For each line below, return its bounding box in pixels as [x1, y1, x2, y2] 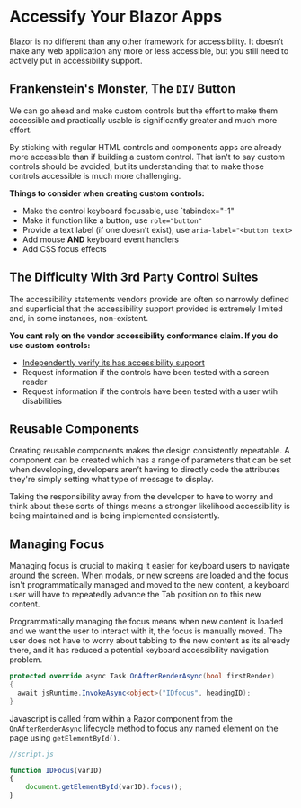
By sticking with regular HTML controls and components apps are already [9, 141, 282, 152]
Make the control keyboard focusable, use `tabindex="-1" [22, 205, 235, 216]
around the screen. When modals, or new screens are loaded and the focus [9, 570, 289, 581]
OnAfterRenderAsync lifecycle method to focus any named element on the [9, 723, 279, 733]
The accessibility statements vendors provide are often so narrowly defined [9, 293, 289, 304]
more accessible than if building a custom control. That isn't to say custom [9, 151, 286, 162]
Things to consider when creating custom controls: [9, 187, 205, 199]
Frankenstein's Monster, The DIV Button [9, 81, 236, 96]
